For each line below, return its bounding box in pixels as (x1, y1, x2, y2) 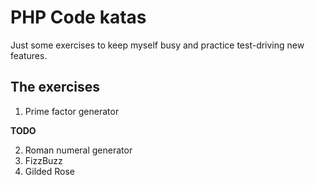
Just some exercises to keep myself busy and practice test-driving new (10, 39, 305, 51)
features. (10, 49, 48, 61)
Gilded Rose (24, 165, 76, 177)
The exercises (10, 79, 101, 96)
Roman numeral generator (24, 144, 133, 156)
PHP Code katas (10, 6, 147, 29)
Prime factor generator (24, 105, 120, 117)
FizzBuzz (24, 154, 63, 166)
